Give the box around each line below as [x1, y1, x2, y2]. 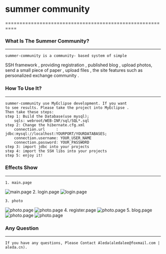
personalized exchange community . [5, 73, 79, 79]
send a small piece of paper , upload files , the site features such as [5, 67, 143, 73]
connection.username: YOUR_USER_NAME [14, 135, 92, 141]
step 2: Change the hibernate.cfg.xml [5, 122, 85, 127]
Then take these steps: [5, 109, 54, 114]
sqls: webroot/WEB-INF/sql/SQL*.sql [14, 118, 90, 123]
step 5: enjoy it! [5, 152, 43, 158]
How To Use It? [5, 85, 42, 92]
